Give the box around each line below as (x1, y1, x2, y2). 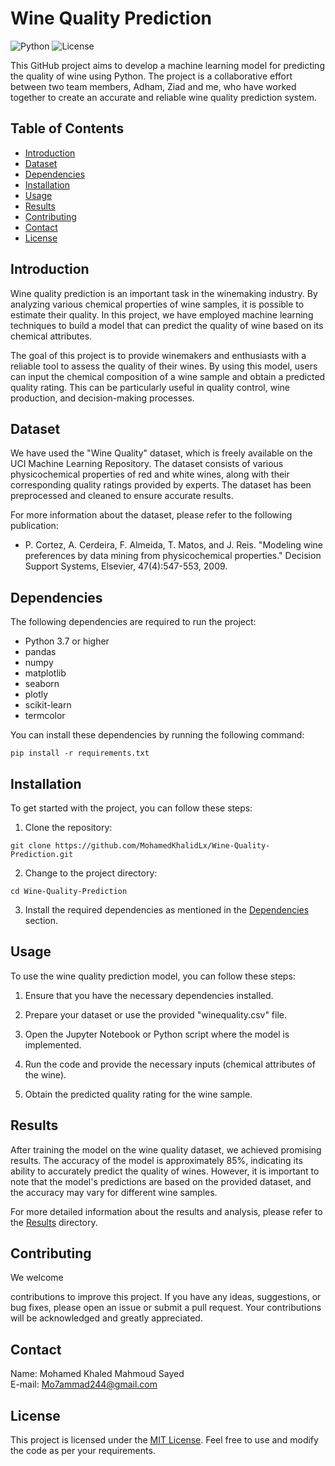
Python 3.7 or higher (24, 635, 110, 647)
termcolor (24, 710, 66, 722)
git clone (10, 841, 52, 851)
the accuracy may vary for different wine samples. (10, 1186, 218, 1198)
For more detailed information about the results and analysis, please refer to (10, 1205, 323, 1217)
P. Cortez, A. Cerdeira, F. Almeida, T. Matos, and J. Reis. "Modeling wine (24, 539, 324, 551)
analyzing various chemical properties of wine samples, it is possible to (10, 298, 305, 310)
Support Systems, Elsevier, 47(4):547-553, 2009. (24, 560, 228, 572)
